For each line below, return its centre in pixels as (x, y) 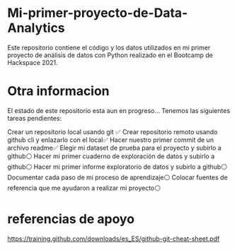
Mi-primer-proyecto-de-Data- (98, 13)
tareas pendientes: (35, 118)
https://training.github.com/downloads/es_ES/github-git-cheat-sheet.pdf (114, 239)
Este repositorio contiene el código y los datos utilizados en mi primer (109, 47)
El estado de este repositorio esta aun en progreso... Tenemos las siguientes (119, 110)
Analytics (36, 28)
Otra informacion (58, 91)
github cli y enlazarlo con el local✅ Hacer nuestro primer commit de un (111, 140)
